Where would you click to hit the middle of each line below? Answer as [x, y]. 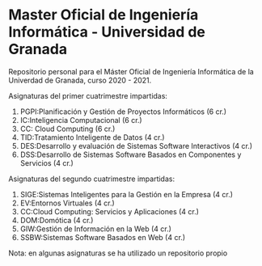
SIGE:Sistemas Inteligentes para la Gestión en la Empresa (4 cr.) [126, 194]
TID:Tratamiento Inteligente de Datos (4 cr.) [92, 137]
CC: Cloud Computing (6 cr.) [68, 129]
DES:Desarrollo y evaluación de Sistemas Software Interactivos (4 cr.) [136, 146]
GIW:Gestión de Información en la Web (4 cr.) [96, 229]
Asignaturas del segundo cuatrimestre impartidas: [92, 179]
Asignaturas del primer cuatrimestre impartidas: [88, 95]
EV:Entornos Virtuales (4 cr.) [67, 203]
